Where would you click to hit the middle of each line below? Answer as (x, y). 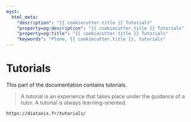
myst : (13, 12)
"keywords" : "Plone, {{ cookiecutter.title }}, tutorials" (91, 39)
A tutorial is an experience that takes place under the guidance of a (103, 96)
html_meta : (25, 17)
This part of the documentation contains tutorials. (67, 85)
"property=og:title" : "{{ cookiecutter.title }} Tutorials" (93, 34)
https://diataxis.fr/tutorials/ (46, 113)
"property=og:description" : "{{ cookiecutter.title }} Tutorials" (101, 28)
